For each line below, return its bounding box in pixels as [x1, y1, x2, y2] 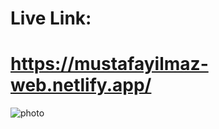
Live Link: [10, 7, 92, 30]
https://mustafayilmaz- [10, 53, 209, 76]
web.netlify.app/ [10, 74, 152, 97]
